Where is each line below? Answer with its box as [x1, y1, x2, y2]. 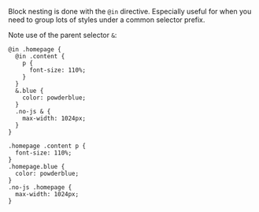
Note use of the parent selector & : [8, 31, 117, 39]
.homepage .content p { [8, 142, 87, 150]
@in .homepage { [8, 46, 61, 54]
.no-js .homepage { [8, 184, 72, 192]
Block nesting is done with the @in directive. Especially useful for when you [8, 7, 252, 16]
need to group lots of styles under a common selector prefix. [8, 15, 205, 24]
